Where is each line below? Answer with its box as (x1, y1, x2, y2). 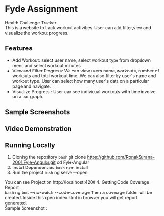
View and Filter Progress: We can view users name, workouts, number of (12, 68, 159, 73)
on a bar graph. (12, 94, 44, 99)
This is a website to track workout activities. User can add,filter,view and (5, 24, 152, 30)
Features (5, 44, 33, 52)
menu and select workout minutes (12, 62, 81, 68)
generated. (5, 200, 27, 206)
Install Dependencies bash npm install (12, 165, 88, 170)
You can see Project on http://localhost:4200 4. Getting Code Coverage (5, 179, 149, 185)
